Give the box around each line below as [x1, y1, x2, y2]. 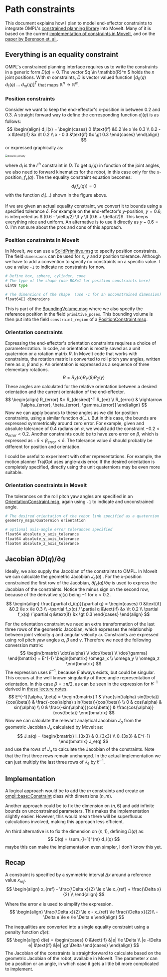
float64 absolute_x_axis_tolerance [5, 532, 79, 537]
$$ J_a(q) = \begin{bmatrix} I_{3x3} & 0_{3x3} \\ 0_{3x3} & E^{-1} [17, 733, 151, 739]
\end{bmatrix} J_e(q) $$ [59, 738, 109, 744]
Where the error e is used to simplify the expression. [5, 901, 113, 907]
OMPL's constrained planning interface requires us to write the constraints [5, 63, 158, 69]
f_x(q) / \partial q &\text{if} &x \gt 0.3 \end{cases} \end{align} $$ [17, 611, 150, 617]
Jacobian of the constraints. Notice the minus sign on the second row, [5, 586, 149, 592]
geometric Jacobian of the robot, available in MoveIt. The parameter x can [5, 955, 158, 961]
